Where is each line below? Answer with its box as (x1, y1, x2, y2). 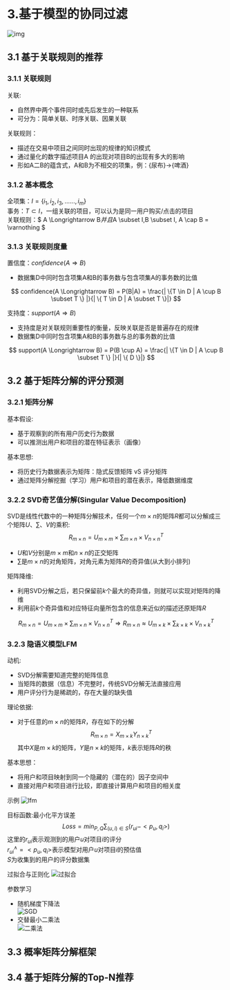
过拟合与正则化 (7, 870, 50, 878)
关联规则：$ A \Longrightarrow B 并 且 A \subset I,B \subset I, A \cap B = (7, 215, 209, 223)
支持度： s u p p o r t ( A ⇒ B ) (7, 309, 77, 317)
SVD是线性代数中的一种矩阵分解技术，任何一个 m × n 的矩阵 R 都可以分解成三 (7, 512, 221, 520)
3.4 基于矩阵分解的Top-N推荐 (7, 972, 134, 984)
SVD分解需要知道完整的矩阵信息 (17, 671, 109, 680)
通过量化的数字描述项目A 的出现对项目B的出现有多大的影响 (17, 152, 185, 160)
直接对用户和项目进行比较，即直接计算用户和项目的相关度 (17, 781, 181, 790)
